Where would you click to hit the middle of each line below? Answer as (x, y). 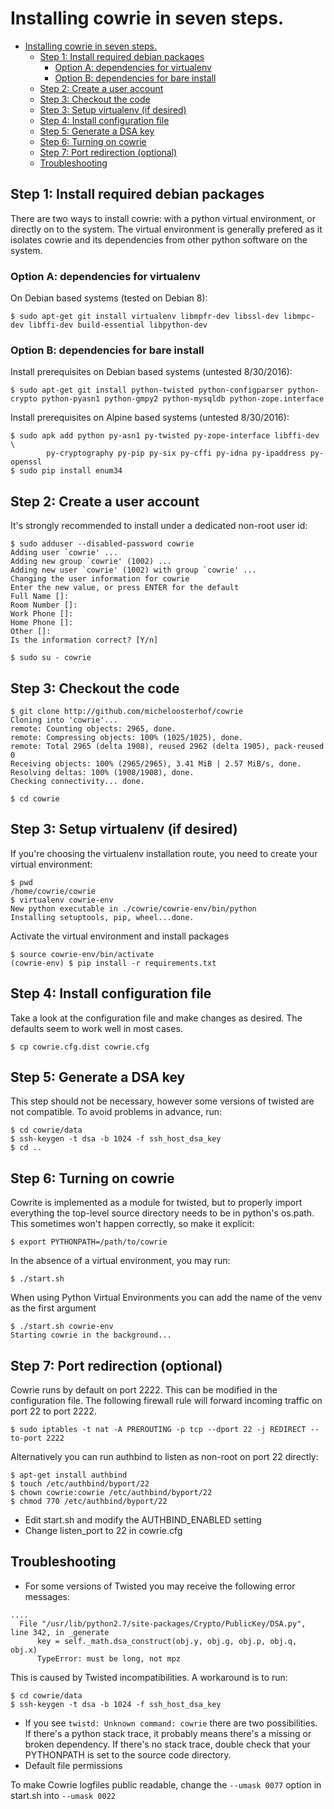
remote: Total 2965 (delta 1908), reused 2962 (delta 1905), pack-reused (167, 746)
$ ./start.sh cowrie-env (62, 1327)
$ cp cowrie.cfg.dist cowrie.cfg (80, 1047)
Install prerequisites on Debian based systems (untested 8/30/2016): (151, 372)
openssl (26, 462)
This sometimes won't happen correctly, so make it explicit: (132, 1224)
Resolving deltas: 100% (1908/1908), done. (102, 772)
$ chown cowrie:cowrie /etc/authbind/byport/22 (111, 1493)
